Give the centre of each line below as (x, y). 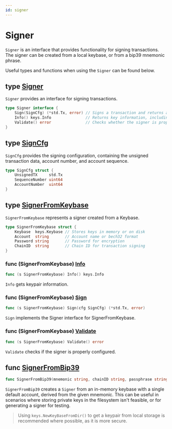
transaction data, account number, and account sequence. (67, 161)
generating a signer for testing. (38, 405)
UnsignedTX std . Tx (39, 175)
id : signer (17, 10)
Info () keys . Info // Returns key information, (81, 118)
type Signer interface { (32, 108)
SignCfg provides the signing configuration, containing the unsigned (77, 155)
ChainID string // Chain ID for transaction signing (80, 246)
